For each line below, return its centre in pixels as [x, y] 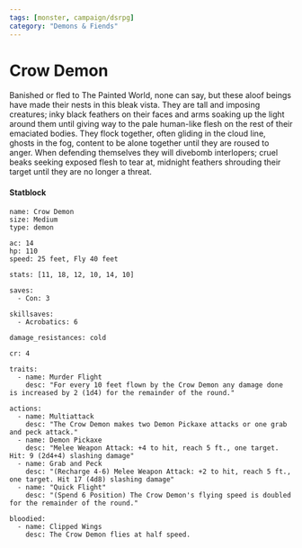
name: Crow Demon [42, 211]
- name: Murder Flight [60, 377]
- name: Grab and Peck [60, 463]
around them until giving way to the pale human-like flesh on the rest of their [151, 124]
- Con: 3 [34, 298]
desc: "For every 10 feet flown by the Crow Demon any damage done [154, 385]
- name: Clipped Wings [60, 526]
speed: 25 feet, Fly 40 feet [64, 259]
